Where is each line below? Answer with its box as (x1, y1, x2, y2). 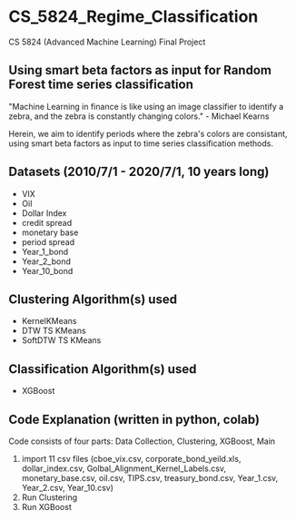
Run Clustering (21, 492, 78, 503)
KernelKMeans (21, 316, 77, 327)
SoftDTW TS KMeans (21, 335, 102, 346)
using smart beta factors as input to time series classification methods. (8, 138, 274, 149)
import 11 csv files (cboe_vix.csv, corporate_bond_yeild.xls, (21, 454, 242, 464)
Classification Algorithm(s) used (8, 361, 197, 377)
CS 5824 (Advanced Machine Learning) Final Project (8, 36, 206, 47)
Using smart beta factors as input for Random (8, 63, 271, 78)
